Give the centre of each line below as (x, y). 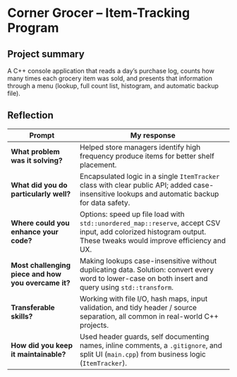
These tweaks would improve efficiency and (153, 240)
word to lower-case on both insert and (144, 278)
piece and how (36, 274)
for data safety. (105, 202)
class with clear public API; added (136, 185)
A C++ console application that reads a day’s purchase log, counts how (111, 71)
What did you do (39, 185)
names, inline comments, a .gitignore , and (151, 345)
